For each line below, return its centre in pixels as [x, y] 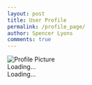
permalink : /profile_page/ [46, 26]
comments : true [29, 40]
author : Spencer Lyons [40, 33]
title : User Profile [37, 20]
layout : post [26, 14]
